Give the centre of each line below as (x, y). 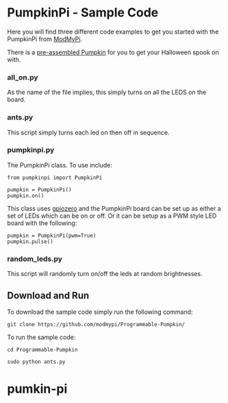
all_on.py (23, 77)
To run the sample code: (41, 337)
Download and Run (48, 296)
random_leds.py (35, 259)
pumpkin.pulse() (30, 242)
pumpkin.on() (26, 196)
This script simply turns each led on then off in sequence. (88, 133)
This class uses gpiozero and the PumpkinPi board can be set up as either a (114, 208)
